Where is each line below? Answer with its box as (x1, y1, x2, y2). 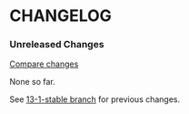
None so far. (9, 77, 56, 88)
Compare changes (9, 58, 79, 69)
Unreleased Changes (9, 38, 104, 51)
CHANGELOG (9, 5, 112, 26)
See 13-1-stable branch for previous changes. (9, 94, 181, 105)
